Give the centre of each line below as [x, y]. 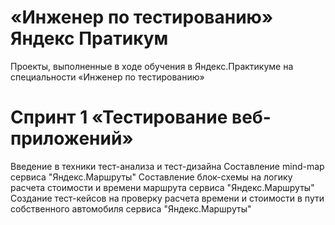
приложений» [72, 138]
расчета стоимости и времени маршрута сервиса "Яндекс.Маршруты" [162, 187]
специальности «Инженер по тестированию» [107, 77]
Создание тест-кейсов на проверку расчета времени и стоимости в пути [167, 198]
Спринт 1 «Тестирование [119, 117]
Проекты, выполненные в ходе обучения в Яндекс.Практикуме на [152, 66]
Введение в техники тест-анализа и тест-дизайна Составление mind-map [167, 166]
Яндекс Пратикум [89, 38]
